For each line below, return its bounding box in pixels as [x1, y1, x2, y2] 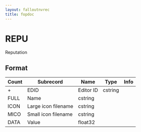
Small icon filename [27, 111, 73, 118]
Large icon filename [27, 103, 73, 110]
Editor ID [78, 87, 98, 94]
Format [5, 64, 28, 72]
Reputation [5, 49, 27, 55]
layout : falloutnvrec [5, 7, 50, 12]
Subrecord [37, 79, 63, 86]
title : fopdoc [5, 12, 35, 17]
